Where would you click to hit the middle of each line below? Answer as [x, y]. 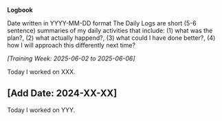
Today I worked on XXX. [41, 72]
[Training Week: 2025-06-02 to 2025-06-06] [71, 58]
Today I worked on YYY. [41, 110]
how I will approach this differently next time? [71, 45]
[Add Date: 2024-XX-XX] [62, 93]
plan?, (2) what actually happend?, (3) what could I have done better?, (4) [111, 38]
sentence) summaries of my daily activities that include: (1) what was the [110, 31]
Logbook [20, 10]
